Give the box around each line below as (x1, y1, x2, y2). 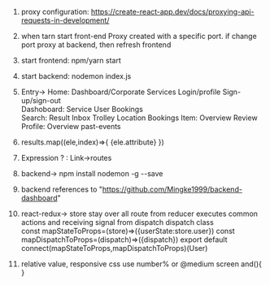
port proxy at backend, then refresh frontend (20, 40, 172, 50)
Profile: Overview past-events (20, 122, 121, 131)
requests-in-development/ (20, 15, 110, 25)
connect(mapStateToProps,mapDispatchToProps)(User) (20, 244, 208, 253)
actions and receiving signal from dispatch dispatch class (20, 218, 214, 227)
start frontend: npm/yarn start (20, 56, 121, 65)
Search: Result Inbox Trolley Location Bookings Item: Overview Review (20, 113, 259, 123)
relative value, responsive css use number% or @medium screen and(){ (20, 259, 263, 269)
